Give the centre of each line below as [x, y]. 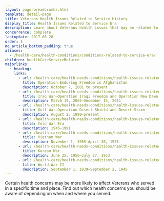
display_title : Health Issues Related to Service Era [61, 23]
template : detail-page [28, 14]
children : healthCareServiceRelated [42, 60]
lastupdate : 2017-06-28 [29, 37]
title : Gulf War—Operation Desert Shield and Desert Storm [84, 110]
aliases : [14, 50]
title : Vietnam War [42, 137]
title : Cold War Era [43, 124]
